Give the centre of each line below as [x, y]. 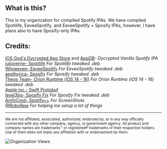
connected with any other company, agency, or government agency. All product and [77, 123]
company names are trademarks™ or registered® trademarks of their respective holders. [80, 128]
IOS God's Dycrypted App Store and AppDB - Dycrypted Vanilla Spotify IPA [82, 58]
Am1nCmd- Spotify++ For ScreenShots [45, 100]
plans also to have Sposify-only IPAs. [43, 30]
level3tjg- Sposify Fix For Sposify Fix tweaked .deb [57, 95]
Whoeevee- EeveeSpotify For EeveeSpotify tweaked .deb [64, 68]
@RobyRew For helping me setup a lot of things [54, 105]
